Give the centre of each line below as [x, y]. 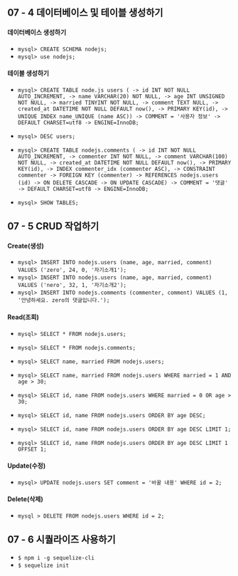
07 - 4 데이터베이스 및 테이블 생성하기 [85, 13]
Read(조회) [23, 317]
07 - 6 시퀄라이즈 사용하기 [61, 540]
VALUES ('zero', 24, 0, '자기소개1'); [72, 270]
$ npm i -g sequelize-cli [56, 557]
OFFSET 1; [32, 449]
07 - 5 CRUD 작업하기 [53, 226]
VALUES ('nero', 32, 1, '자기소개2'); [72, 286]
